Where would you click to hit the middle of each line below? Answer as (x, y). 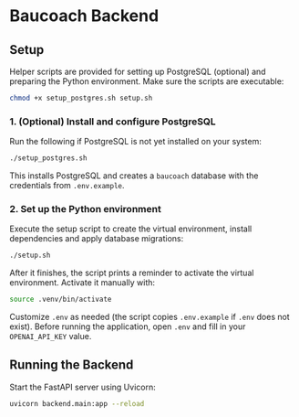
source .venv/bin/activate (61, 299)
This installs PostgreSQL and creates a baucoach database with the (134, 176)
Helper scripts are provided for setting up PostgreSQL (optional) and (138, 71)
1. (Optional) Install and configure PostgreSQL (113, 122)
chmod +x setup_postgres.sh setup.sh (81, 98)
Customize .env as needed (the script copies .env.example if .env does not (149, 317)
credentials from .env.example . (67, 186)
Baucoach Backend (84, 16)
